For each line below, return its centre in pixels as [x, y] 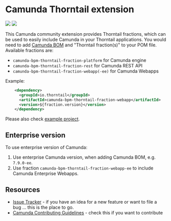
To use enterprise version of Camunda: [46, 148]
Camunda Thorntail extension [70, 9]
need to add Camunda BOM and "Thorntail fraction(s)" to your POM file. [81, 45]
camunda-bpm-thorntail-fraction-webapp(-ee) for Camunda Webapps [86, 71]
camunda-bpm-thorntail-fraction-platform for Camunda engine [79, 60]
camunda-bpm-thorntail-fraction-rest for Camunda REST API [78, 65]
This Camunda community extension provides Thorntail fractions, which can [86, 34]
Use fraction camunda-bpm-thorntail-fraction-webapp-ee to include [83, 168]
